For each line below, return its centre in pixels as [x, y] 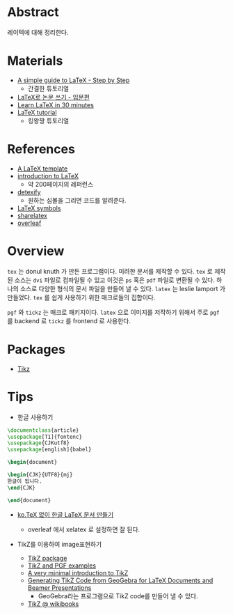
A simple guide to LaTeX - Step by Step [73, 80]
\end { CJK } [22, 488]
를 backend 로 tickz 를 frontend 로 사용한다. [69, 320]
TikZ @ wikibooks [53, 604]
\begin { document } [32, 462]
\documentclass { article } [43, 430]
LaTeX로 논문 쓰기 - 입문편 [54, 97]
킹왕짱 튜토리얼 [48, 120]
